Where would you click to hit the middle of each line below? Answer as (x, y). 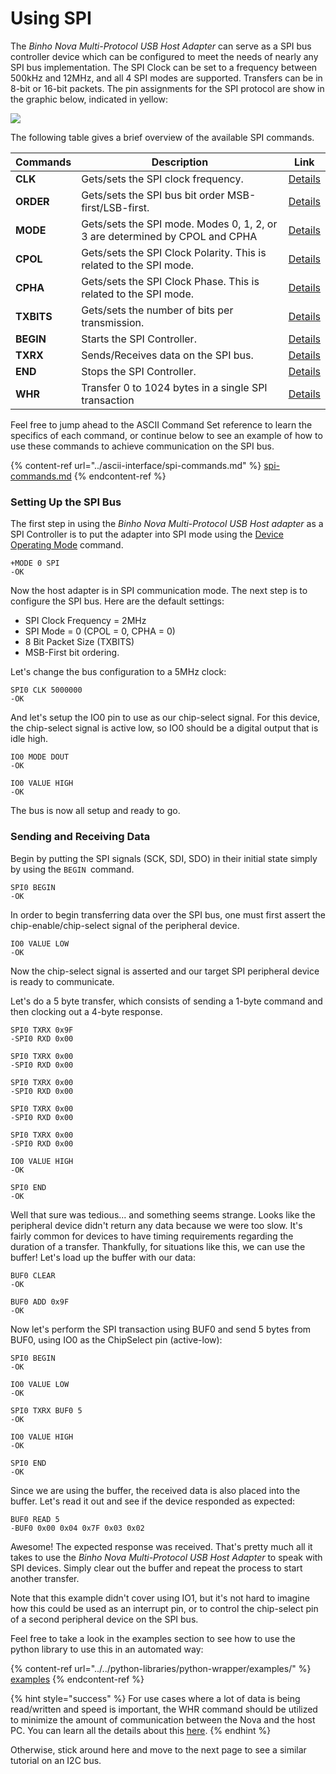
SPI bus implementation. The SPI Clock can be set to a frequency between (164, 67)
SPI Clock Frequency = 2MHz (85, 621)
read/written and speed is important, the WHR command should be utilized (164, 1709)
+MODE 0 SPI (35, 563)
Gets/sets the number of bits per (157, 310)
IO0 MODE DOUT (40, 757)
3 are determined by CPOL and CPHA (169, 236)
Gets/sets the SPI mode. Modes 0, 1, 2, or (179, 224)
